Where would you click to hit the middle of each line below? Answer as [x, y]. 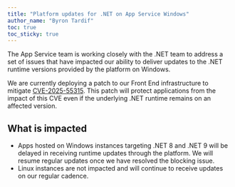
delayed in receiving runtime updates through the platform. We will [115, 153]
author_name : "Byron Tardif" [51, 21]
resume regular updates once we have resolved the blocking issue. [116, 161]
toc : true [22, 27]
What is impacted [47, 128]
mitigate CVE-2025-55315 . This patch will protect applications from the [111, 91]
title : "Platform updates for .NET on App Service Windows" [99, 14]
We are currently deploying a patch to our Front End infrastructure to [108, 84]
